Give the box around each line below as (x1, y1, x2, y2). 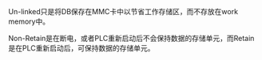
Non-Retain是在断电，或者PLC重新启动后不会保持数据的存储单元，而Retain (8, 34, 255, 43)
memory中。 (8, 17, 50, 26)
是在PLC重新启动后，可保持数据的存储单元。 (8, 43, 155, 53)
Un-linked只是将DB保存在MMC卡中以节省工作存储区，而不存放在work (8, 7, 238, 16)
